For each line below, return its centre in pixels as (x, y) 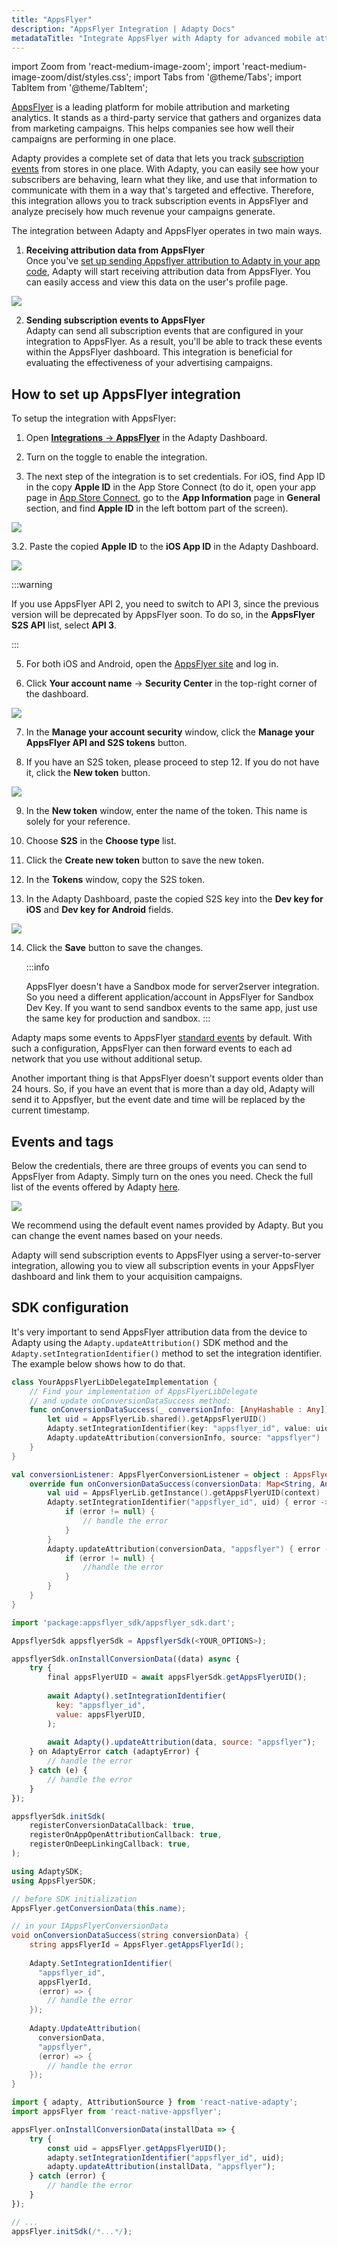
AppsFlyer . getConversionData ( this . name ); (99, 1908)
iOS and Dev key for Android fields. (99, 910)
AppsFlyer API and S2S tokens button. (106, 743)
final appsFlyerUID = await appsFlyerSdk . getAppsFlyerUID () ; (177, 1677)
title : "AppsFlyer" (52, 19)
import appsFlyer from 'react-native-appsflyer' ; (117, 2112)
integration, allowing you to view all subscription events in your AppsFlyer (163, 1265)
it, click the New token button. (88, 773)
